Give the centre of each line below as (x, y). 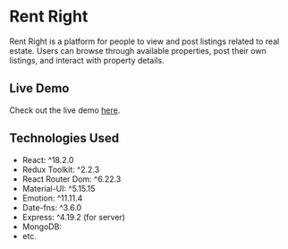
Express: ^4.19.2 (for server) (73, 217)
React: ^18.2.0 (48, 159)
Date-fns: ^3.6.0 (52, 207)
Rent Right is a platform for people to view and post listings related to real (144, 41)
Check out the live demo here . (65, 110)
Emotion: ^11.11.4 (52, 198)
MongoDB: (42, 227)
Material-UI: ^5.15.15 (59, 188)
